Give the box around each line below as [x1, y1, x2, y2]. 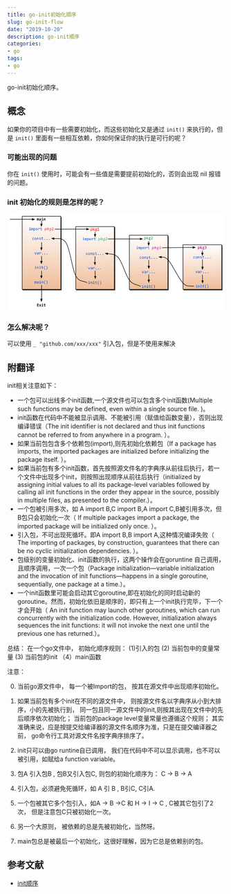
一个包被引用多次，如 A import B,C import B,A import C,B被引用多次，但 [17, 505, 223, 513]
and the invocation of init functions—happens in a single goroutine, [17, 572, 209, 580]
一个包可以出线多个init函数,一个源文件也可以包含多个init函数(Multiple [17, 396, 213, 404]
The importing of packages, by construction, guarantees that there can [17, 539, 220, 547]
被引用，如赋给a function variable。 [17, 755, 120, 763]
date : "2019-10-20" [7, 26, 64, 33]
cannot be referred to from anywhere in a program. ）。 [17, 431, 174, 439]
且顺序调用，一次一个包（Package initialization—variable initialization [17, 564, 215, 573]
